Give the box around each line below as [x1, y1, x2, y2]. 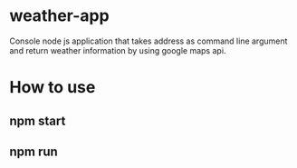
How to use [9, 77, 96, 98]
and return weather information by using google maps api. [9, 44, 226, 55]
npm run [9, 143, 59, 159]
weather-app [9, 5, 110, 26]
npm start [9, 113, 66, 128]
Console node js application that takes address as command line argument [9, 35, 288, 46]
